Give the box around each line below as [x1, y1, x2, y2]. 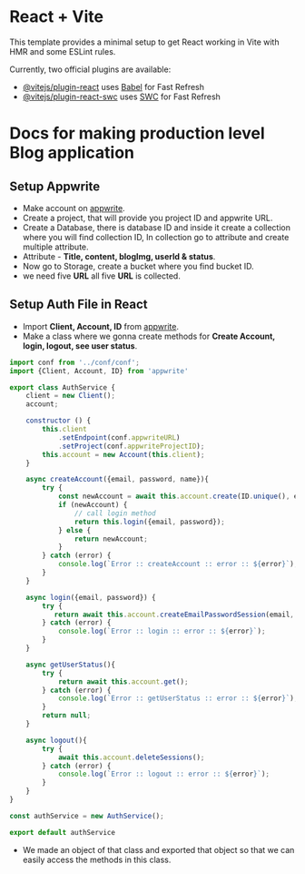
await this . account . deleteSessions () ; [57, 753, 205, 762]
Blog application [9, 143, 134, 163]
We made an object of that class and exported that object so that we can [22, 844, 295, 855]
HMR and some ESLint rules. [9, 46, 116, 56]
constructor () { [25, 416, 92, 425]
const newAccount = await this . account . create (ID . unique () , [57, 492, 290, 502]
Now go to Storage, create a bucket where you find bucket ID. [22, 260, 254, 271]
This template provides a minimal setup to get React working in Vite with [9, 36, 280, 47]
